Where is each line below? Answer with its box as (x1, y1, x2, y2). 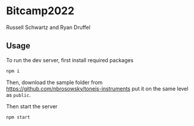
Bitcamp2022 (6, 4, 75, 18)
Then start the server (6, 102, 58, 110)
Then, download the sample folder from (6, 79, 103, 86)
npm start (6, 114, 31, 120)
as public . (6, 91, 31, 98)
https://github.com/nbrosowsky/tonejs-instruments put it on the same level (6, 85, 189, 92)
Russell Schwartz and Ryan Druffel (6, 24, 90, 31)
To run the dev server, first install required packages (6, 56, 134, 63)
